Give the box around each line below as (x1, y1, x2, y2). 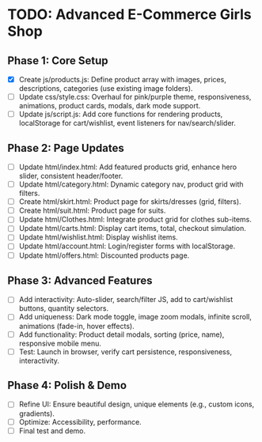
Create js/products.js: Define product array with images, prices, (18, 75, 226, 84)
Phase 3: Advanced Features (7, 274, 153, 287)
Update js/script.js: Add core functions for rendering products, (18, 109, 223, 119)
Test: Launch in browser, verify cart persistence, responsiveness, (18, 346, 233, 357)
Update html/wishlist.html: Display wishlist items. (18, 232, 179, 242)
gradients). (18, 409, 55, 418)
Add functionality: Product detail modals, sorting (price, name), (18, 330, 225, 339)
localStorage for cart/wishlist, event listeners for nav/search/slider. (18, 119, 237, 128)
